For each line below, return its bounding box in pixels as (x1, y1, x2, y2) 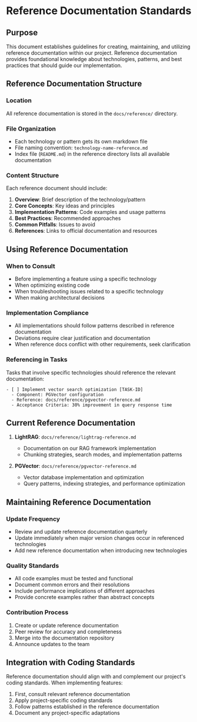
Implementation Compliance (6, 309, 89, 317)
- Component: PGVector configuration (11, 392, 104, 397)
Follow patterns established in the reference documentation (14, 703, 160, 710)
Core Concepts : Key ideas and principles (14, 202, 115, 209)
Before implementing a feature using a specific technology (14, 275, 157, 282)
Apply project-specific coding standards (14, 697, 113, 704)
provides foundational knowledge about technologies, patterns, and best (6, 56, 182, 62)
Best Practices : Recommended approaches (14, 215, 121, 222)
